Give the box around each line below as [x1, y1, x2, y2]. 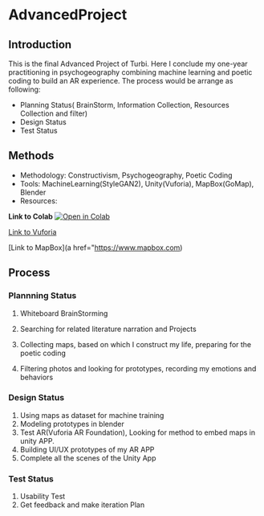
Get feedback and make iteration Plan [19, 500, 145, 510]
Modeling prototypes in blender [19, 419, 124, 428]
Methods [8, 149, 55, 162]
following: [8, 84, 41, 94]
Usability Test [19, 492, 66, 502]
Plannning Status [8, 290, 77, 301]
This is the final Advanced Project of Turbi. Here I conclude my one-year [8, 59, 248, 68]
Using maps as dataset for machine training [19, 410, 164, 420]
